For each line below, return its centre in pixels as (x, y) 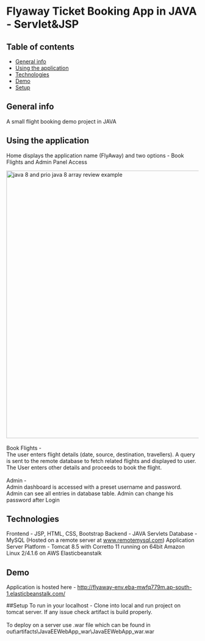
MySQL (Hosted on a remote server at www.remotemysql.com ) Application (100, 540)
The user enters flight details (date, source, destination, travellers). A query (101, 454)
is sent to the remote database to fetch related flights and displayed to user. (101, 461)
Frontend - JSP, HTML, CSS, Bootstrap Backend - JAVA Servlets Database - (102, 534)
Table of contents (40, 47)
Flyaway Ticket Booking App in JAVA (102, 11)
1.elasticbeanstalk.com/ (36, 594)
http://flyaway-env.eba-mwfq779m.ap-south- (135, 587)
